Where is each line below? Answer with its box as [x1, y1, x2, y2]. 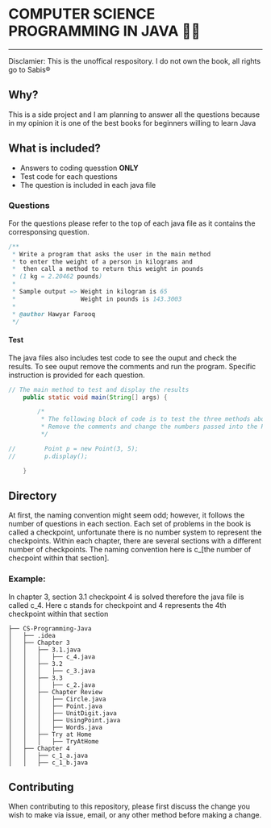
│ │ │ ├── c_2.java [8, 680, 95, 689]
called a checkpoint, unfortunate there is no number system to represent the [8, 527, 262, 537]
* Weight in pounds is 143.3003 [11, 295, 182, 303]
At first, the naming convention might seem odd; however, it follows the [8, 510, 245, 520]
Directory [8, 489, 57, 502]
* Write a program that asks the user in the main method [11, 250, 211, 258]
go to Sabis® [8, 64, 51, 74]
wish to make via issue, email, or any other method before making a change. [8, 810, 262, 820]
